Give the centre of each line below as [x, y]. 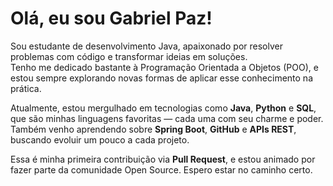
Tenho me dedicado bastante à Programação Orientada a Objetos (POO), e [164, 67]
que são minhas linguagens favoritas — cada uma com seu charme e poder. [167, 118]
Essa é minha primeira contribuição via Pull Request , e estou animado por [163, 159]
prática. [26, 88]
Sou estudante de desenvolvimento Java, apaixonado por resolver [146, 46]
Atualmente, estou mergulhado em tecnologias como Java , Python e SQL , [163, 108]
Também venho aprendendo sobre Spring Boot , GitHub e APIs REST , [153, 129]
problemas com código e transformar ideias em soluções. [129, 56]
